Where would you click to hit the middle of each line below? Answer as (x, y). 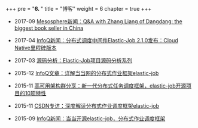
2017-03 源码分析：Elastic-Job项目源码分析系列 (73, 60)
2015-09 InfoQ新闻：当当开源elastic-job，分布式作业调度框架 (90, 118)
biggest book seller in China (49, 28)
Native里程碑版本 (35, 48)
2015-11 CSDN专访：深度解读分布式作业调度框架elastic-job (87, 106)
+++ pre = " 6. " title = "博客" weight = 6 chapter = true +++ (79, 9)
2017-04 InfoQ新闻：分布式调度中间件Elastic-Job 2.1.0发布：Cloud (96, 40)
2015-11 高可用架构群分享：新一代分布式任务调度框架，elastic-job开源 (100, 86)
